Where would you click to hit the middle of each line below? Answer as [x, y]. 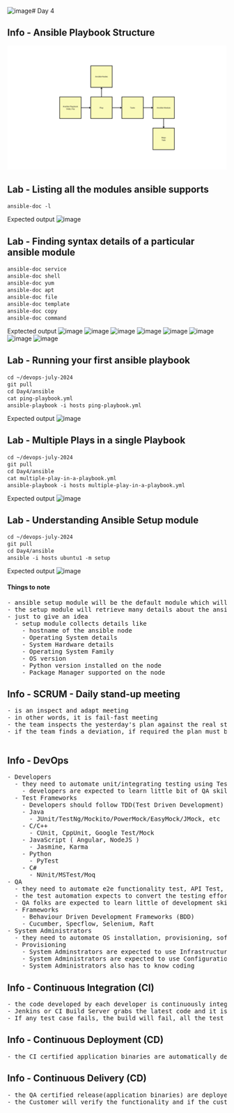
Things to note [29, 587]
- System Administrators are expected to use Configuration [127, 959]
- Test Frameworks [46, 798]
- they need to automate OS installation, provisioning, [114, 938]
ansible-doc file [32, 297]
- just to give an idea [48, 616]
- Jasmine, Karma [58, 847]
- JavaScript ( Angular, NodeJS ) [81, 840]
